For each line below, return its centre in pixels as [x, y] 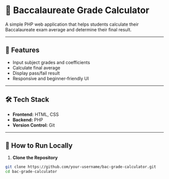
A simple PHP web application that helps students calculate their [72, 24]
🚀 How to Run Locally [39, 145]
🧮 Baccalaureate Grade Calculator [77, 10]
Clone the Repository [35, 158]
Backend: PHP [28, 120]
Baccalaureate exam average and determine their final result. [68, 29]
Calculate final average [36, 68]
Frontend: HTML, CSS [36, 114]
